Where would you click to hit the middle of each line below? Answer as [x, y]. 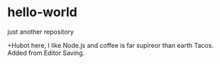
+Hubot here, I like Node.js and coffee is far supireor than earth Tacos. [111, 45]
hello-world [43, 12]
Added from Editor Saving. [46, 53]
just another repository [41, 32]
